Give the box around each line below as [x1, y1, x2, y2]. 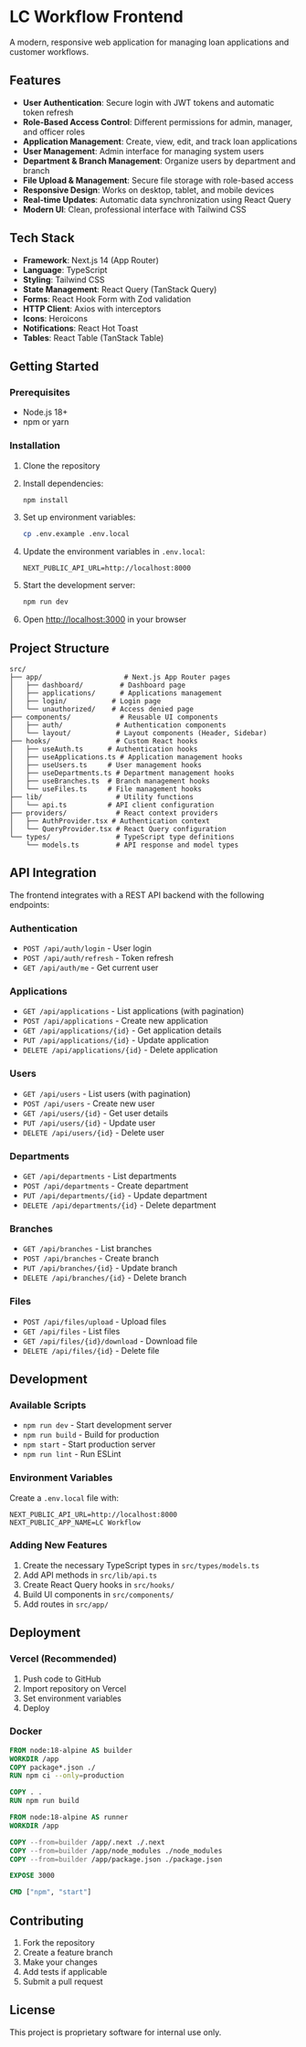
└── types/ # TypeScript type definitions [9, 832, 235, 841]
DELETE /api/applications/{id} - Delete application [22, 1044, 218, 1056]
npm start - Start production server [22, 1439, 156, 1450]
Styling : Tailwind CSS [22, 274, 105, 285]
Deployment [9, 1625, 81, 1641]
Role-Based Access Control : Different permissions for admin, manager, [22, 116, 293, 127]
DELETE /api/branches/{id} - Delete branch [22, 1272, 187, 1283]
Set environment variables [22, 1693, 121, 1704]
